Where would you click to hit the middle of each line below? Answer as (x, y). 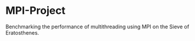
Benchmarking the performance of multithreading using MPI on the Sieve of (97, 27)
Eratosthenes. (22, 32)
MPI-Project (36, 11)
